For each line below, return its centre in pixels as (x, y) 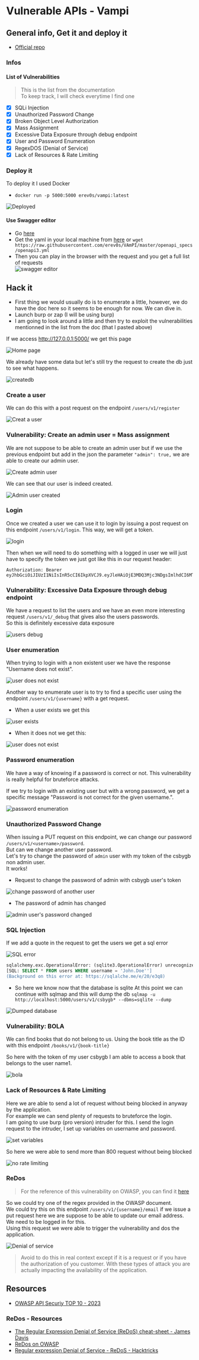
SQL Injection (26, 930)
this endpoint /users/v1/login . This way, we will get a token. (80, 530)
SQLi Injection (32, 108)
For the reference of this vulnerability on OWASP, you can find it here (105, 1191)
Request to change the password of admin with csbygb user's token (98, 880)
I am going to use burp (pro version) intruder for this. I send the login (90, 1122)
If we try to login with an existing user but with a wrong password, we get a (98, 791)
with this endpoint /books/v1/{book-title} (58, 1046)
